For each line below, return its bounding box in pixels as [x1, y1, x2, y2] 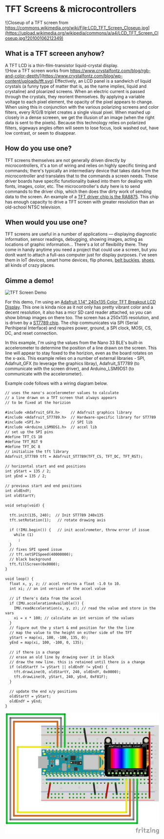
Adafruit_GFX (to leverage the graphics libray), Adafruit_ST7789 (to [5, 361, 140, 367]
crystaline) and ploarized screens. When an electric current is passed [5, 88, 145, 94]
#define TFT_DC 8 [5, 444, 41, 449]
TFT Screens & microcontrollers [5, 3, 137, 15]
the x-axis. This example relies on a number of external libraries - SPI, [5, 355, 145, 361]
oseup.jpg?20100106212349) [5, 35, 63, 41]
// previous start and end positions [5, 484, 82, 489]
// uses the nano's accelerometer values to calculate [5, 391, 119, 396]
